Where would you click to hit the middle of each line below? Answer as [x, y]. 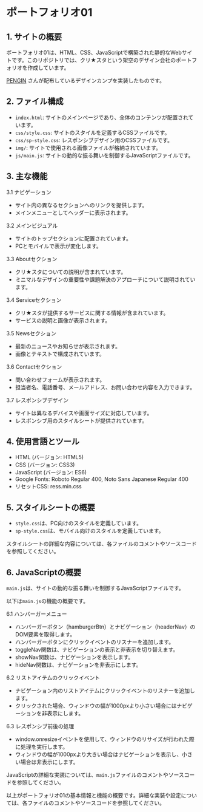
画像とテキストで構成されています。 [60, 353]
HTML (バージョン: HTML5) [49, 457]
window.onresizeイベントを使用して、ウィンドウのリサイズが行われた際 [105, 739]
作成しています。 [48, 68]
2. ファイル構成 [35, 102]
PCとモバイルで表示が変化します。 [58, 246]
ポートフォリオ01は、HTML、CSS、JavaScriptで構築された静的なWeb [94, 53]
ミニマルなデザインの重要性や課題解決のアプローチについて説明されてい [105, 279]
